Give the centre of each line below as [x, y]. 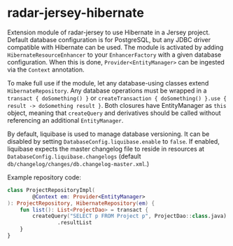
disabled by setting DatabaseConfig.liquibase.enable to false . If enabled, [114, 141]
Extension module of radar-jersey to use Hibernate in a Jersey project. [109, 32]
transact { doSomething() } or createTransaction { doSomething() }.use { [117, 98]
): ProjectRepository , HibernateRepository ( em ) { [81, 203]
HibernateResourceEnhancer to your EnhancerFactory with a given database [114, 55]
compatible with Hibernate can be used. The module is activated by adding [115, 47]
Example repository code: [44, 177]
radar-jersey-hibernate [76, 13]
